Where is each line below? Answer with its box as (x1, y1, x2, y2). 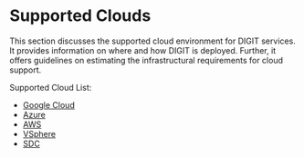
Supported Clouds (9, 5, 152, 26)
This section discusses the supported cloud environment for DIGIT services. (9, 35, 297, 46)
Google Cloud (22, 99, 75, 110)
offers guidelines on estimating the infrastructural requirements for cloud (9, 54, 283, 65)
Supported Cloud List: (9, 82, 92, 93)
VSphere (22, 128, 57, 139)
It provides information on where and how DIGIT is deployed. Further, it (9, 44, 277, 55)
